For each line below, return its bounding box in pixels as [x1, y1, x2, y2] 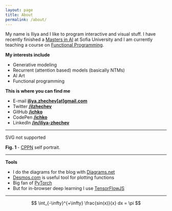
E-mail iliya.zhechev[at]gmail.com [12, 98, 88, 104]
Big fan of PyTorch [12, 180, 52, 186]
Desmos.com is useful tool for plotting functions [12, 175, 114, 181]
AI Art [12, 73, 25, 79]
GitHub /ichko [12, 109, 42, 115]
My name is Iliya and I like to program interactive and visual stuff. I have [5, 31, 156, 37]
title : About [5, 12, 33, 17]
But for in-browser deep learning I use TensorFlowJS [12, 185, 124, 192]
